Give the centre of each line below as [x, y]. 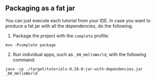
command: [24, 60]
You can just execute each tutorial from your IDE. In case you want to [78, 20]
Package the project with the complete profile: [61, 35]
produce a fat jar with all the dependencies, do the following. [69, 26]
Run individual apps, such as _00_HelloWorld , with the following [80, 54]
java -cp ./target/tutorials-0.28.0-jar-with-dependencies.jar [74, 69]
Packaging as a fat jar [40, 8]
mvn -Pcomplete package [31, 45]
